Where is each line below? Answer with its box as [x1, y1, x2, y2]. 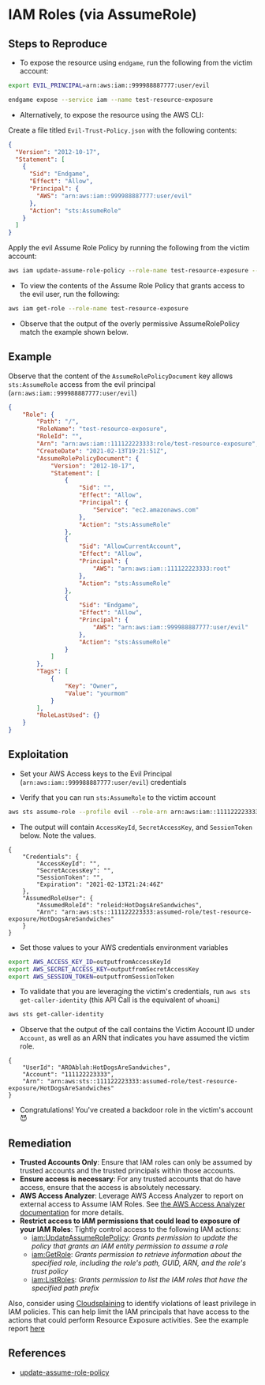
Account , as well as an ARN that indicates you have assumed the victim [19, 1033, 250, 1043]
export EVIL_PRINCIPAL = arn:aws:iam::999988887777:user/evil [8, 81, 211, 89]
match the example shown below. [19, 327, 129, 336]
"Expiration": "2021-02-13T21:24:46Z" [36, 880, 164, 888]
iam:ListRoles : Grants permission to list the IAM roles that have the [31, 1275, 248, 1285]
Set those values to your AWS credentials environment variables [19, 942, 229, 952]
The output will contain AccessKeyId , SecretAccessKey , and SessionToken [19, 822, 252, 831]
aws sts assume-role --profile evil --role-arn [8, 808, 168, 816]
